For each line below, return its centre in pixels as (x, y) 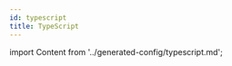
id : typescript (38, 18)
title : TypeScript (44, 26)
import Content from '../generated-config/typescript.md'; (116, 52)
